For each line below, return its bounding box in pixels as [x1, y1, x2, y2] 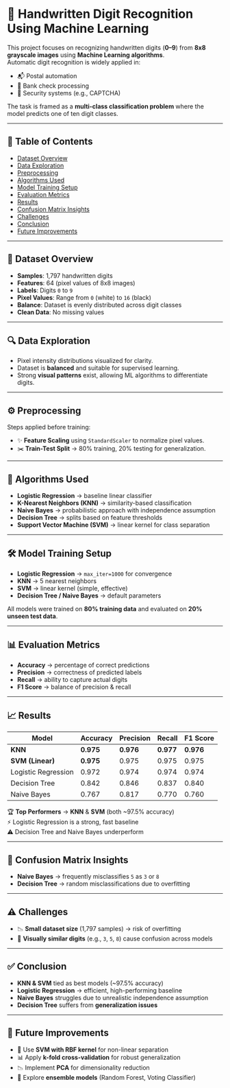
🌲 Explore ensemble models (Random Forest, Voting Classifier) [16, 1073, 196, 1081]
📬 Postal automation [16, 71, 77, 80]
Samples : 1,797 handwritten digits [16, 271, 113, 280]
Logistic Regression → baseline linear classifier [16, 492, 153, 499]
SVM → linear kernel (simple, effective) [16, 584, 128, 592]
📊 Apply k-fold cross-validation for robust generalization [16, 1053, 181, 1061]
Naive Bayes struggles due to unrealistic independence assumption [16, 993, 209, 1002]
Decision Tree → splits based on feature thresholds [16, 514, 163, 521]
